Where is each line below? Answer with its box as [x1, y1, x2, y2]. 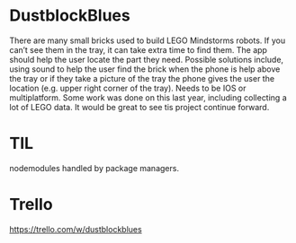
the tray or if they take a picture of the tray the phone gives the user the [9, 73, 275, 83]
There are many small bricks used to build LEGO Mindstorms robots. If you [9, 35, 286, 46]
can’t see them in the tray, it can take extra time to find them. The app [9, 44, 268, 55]
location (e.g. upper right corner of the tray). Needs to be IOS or [9, 82, 247, 93]
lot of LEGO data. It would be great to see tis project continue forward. [9, 101, 270, 112]
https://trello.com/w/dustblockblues [9, 223, 142, 234]
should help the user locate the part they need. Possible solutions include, [9, 54, 284, 65]
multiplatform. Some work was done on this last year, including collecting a [9, 91, 288, 103]
